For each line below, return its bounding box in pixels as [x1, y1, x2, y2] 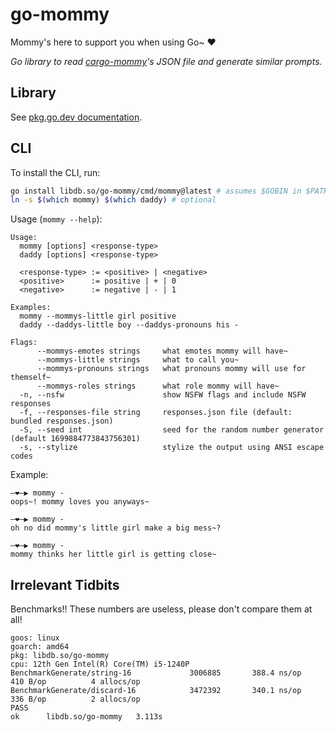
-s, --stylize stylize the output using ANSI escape [19, 443, 325, 453]
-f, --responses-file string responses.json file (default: [19, 408, 293, 418]
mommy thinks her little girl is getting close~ [10, 549, 217, 560]
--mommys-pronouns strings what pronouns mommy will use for [36, 364, 307, 374]
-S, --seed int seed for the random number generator [19, 425, 325, 435]
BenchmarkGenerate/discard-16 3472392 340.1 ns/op [10, 686, 302, 696]
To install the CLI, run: [10, 166, 101, 178]
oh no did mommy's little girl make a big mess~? [10, 523, 222, 533]
